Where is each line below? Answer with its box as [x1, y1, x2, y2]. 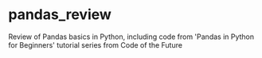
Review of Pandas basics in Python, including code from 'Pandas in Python [8, 32, 255, 41]
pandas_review [8, 6, 111, 24]
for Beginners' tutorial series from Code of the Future [8, 40, 183, 49]
